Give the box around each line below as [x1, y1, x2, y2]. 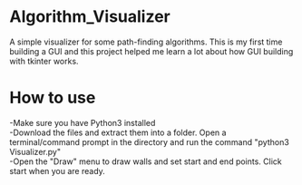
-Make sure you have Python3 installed [9, 117, 156, 128]
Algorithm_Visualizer [9, 6, 170, 27]
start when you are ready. [9, 165, 106, 176]
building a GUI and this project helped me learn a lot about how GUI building [9, 45, 294, 56]
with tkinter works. [9, 55, 79, 66]
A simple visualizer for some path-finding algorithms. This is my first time [9, 36, 283, 47]
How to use [9, 88, 96, 108]
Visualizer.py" [9, 146, 62, 157]
